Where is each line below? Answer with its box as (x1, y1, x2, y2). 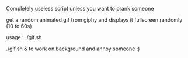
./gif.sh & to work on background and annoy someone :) (6, 45, 140, 52)
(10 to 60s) (6, 23, 32, 29)
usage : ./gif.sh (6, 34, 42, 40)
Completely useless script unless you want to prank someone (6, 5, 154, 12)
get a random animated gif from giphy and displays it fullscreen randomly (6, 16, 183, 23)
